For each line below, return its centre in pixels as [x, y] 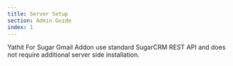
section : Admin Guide [40, 21]
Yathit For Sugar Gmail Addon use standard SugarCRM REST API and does [116, 48]
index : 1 [20, 27]
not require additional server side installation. [74, 55]
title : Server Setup [38, 14]
